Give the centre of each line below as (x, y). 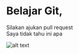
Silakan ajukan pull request (40, 27)
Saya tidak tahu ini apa (34, 33)
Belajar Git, (35, 11)
